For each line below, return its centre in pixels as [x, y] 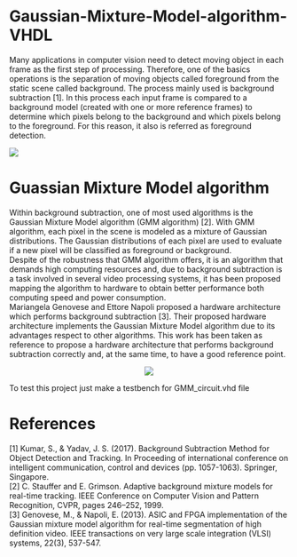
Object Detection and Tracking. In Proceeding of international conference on [149, 458]
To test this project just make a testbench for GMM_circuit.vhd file [129, 387]
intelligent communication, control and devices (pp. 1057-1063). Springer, [143, 467]
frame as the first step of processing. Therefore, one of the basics [130, 69]
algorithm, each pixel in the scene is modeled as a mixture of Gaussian [138, 231]
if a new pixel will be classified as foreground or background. [121, 250]
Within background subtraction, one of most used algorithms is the [131, 212]
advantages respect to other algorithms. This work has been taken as [136, 335]
